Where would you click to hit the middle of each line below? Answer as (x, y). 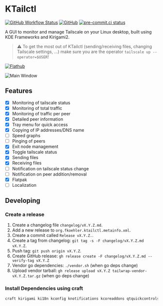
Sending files (25, 158)
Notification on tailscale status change (50, 168)
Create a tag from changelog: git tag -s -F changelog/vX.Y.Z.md (78, 241)
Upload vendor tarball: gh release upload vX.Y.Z (61, 270)
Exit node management (35, 146)
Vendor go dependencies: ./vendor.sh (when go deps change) (75, 266)
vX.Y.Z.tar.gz (26, 276)
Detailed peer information (38, 119)
